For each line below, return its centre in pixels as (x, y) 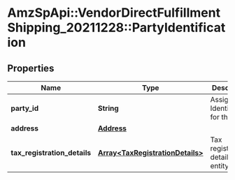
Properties (31, 68)
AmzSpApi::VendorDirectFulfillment (114, 13)
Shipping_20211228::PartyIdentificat (116, 28)
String (108, 108)
